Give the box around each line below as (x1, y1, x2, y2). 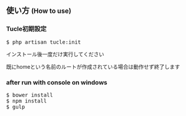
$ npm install (6, 97, 47, 104)
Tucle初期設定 (6, 25, 47, 33)
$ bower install (6, 91, 53, 98)
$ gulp (6, 103, 25, 110)
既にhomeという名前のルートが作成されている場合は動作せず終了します (6, 63, 180, 70)
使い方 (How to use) (6, 5, 72, 16)
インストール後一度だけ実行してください (6, 50, 105, 57)
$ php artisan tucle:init (6, 38, 81, 46)
